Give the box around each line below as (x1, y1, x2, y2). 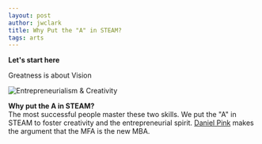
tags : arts (8, 33, 44, 42)
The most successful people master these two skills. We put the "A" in (8, 110, 237, 119)
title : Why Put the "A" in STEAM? (8, 26, 123, 34)
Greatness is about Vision (8, 70, 93, 80)
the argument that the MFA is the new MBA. (8, 127, 150, 136)
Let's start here (8, 55, 60, 65)
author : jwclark (8, 19, 62, 27)
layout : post (8, 11, 51, 20)
